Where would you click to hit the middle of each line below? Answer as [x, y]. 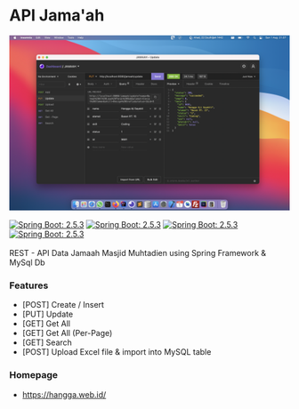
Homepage [33, 375]
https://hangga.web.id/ [64, 394]
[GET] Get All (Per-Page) [67, 333]
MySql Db [28, 262]
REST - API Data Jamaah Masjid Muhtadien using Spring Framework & [138, 253]
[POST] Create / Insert [63, 305]
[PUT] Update [48, 314]
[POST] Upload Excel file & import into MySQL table [117, 352]
